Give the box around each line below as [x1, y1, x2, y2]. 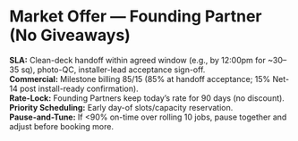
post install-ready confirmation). [19, 83, 139, 94]
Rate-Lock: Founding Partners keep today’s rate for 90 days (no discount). [9, 92, 285, 104]
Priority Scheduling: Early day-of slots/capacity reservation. [9, 102, 234, 112]
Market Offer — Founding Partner [9, 6, 262, 27]
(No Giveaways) [9, 25, 132, 46]
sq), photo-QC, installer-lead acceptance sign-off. [21, 64, 206, 75]
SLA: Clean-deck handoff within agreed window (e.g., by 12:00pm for [9, 54, 266, 65]
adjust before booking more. [9, 120, 115, 131]
